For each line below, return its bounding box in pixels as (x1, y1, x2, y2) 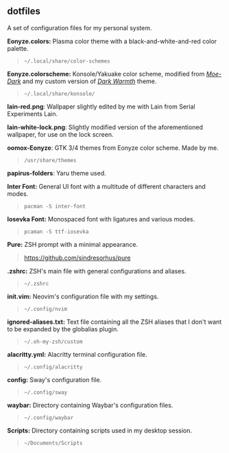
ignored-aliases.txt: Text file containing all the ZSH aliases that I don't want (7, 318, 222, 326)
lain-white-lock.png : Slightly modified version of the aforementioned (7, 123, 204, 131)
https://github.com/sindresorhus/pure (23, 254, 131, 262)
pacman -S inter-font (23, 203, 86, 210)
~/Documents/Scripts (23, 439, 83, 446)
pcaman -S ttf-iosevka (23, 228, 89, 235)
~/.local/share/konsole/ (23, 90, 95, 97)
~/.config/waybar (23, 414, 74, 421)
